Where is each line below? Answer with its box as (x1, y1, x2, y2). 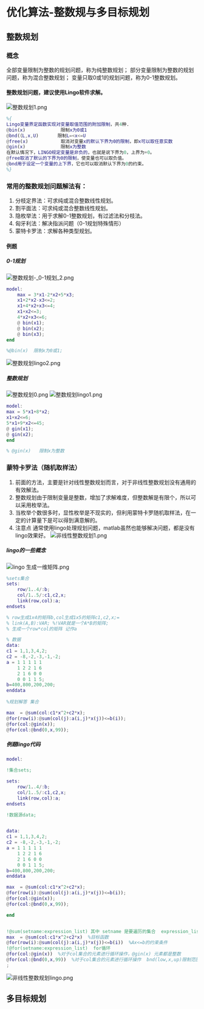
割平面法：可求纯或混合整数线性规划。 (15, 205, 111, 212)
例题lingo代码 (6, 741, 41, 748)
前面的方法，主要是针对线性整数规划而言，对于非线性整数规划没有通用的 (15, 478, 196, 486)
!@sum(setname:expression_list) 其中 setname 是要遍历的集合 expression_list (6, 928, 202, 934)
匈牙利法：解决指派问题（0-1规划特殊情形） (15, 220, 124, 227)
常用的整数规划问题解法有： (6, 182, 87, 190)
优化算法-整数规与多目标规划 (6, 5, 150, 19)
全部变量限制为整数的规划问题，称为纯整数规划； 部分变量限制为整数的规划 (6, 66, 194, 74)
